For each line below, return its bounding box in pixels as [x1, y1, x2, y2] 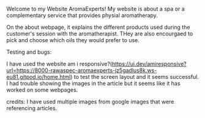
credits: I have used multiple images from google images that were [6, 98, 174, 105]
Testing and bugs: [6, 48, 52, 56]
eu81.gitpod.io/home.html [6, 73, 71, 80]
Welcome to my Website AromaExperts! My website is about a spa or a [6, 6, 185, 12]
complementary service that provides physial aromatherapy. [6, 12, 158, 19]
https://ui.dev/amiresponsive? [111, 61, 187, 67]
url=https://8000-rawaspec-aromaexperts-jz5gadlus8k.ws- [6, 67, 157, 74]
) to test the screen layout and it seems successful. [70, 73, 199, 80]
